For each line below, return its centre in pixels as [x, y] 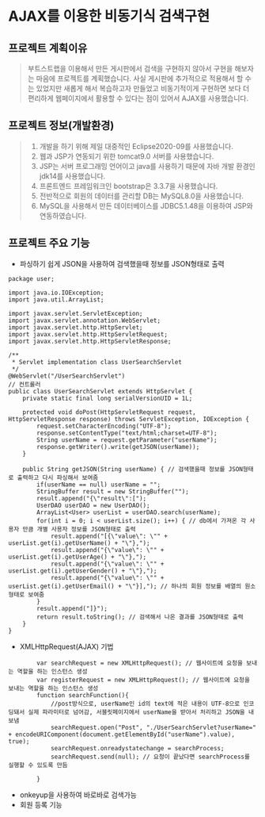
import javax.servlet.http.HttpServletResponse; [90, 341]
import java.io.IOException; [56, 293]
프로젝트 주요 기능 [49, 243]
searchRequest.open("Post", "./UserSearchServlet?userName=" [153, 727]
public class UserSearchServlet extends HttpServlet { [100, 391]
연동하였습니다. [63, 216]
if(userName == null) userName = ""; [98, 485]
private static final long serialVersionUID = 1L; [108, 398]
